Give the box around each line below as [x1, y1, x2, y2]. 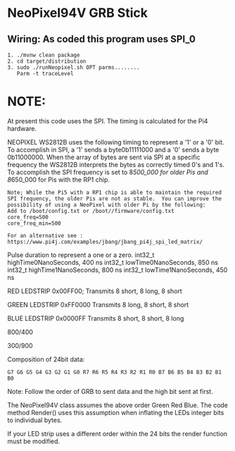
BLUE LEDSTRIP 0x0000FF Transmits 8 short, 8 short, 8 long [7, 314, 184, 322]
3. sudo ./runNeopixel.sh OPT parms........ [7, 64, 140, 71]
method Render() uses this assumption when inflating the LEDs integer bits [7, 408, 224, 416]
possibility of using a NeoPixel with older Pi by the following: [7, 201, 206, 209]
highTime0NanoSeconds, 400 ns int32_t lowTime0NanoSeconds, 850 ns [7, 258, 218, 266]
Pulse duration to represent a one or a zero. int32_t [7, 250, 155, 259]
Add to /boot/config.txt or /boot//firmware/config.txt [7, 207, 174, 214]
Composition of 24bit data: [7, 354, 85, 364]
